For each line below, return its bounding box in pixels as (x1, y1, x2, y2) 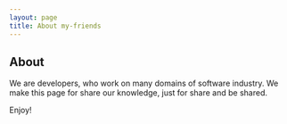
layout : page (9, 12, 58, 22)
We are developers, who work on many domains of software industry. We (9, 78, 279, 89)
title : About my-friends (9, 21, 102, 30)
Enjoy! (9, 104, 33, 116)
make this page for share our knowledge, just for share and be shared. (9, 87, 268, 98)
